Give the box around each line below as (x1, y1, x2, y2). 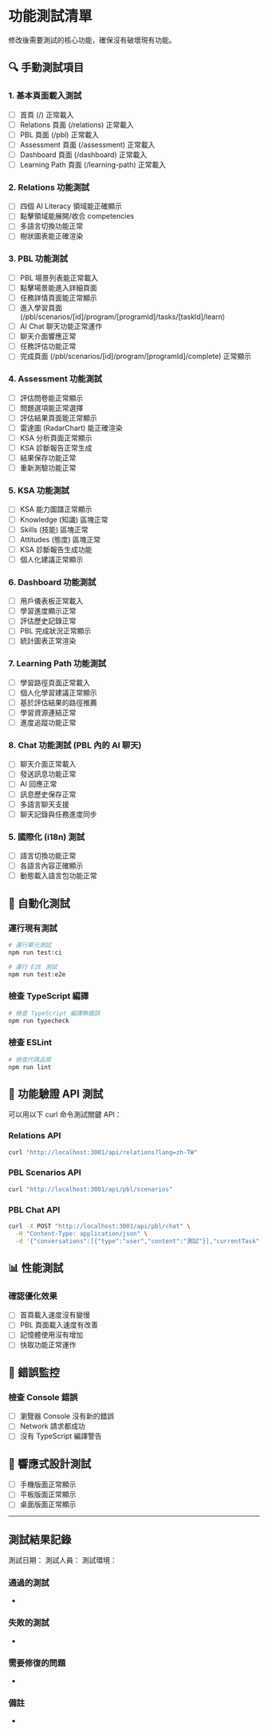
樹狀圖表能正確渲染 (19, 231, 84, 241)
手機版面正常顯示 (19, 1480, 77, 1489)
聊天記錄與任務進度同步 (19, 809, 97, 818)
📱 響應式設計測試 (8, 1457, 92, 1470)
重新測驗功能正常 (19, 463, 77, 473)
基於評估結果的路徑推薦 (19, 697, 97, 707)
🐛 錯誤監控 (8, 1366, 60, 1379)
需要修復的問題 (8, 1657, 66, 1668)
